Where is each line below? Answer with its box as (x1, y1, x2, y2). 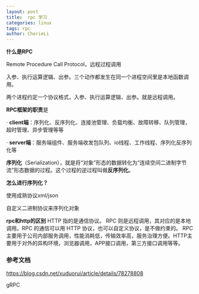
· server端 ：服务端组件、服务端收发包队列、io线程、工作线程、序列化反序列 (6, 139, 192, 146)
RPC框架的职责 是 (6, 106, 49, 113)
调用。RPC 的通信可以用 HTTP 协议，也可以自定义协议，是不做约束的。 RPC (6, 225, 194, 232)
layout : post (6, 8, 39, 15)
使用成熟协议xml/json (6, 192, 58, 199)
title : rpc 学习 (6, 14, 48, 20)
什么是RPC (6, 48, 33, 55)
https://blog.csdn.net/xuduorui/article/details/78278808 (6, 270, 144, 277)
